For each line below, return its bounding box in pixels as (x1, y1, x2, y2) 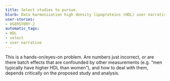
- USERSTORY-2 (5, 21, 35, 27)
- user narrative (5, 40, 42, 45)
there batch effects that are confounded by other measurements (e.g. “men (5, 59, 162, 65)
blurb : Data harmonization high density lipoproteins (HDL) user (5, 12, 146, 17)
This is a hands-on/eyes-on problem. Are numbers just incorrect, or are (5, 54, 154, 60)
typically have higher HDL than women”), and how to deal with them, (5, 64, 148, 70)
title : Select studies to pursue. (5, 7, 78, 13)
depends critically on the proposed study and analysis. (5, 70, 120, 76)
